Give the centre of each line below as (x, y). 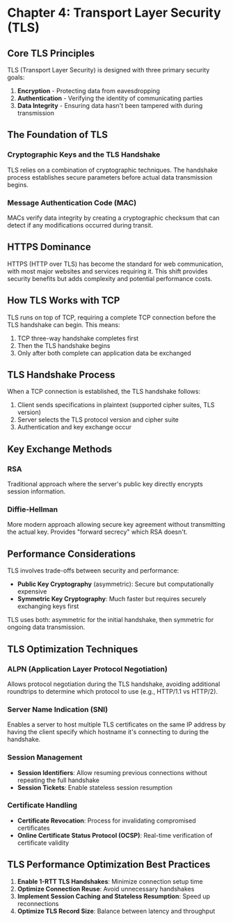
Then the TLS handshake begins (64, 345)
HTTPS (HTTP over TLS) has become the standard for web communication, (115, 264)
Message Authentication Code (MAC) (72, 202)
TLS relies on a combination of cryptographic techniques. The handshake (112, 170)
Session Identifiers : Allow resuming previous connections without (112, 772)
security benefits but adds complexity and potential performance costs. (110, 278)
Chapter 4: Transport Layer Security (114, 13)
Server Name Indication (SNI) (58, 709)
